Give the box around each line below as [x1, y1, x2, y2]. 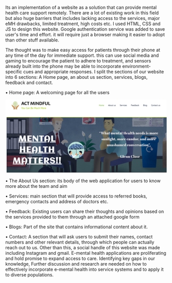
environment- [122, 63, 151, 69]
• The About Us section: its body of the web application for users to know [5, 178, 161, 184]
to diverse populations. [5, 271, 54, 278]
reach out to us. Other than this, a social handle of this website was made [5, 244, 160, 250]
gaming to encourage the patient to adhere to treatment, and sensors [5, 58, 152, 63]
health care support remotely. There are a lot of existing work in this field [5, 10, 159, 16]
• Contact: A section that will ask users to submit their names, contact [5, 233, 153, 240]
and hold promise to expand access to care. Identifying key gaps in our [5, 255, 155, 262]
